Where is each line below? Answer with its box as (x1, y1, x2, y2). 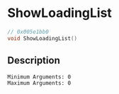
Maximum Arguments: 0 (7, 79, 72, 86)
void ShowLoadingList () (7, 35, 78, 42)
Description (7, 54, 60, 66)
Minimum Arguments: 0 (7, 73, 72, 81)
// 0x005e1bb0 (7, 28, 50, 35)
